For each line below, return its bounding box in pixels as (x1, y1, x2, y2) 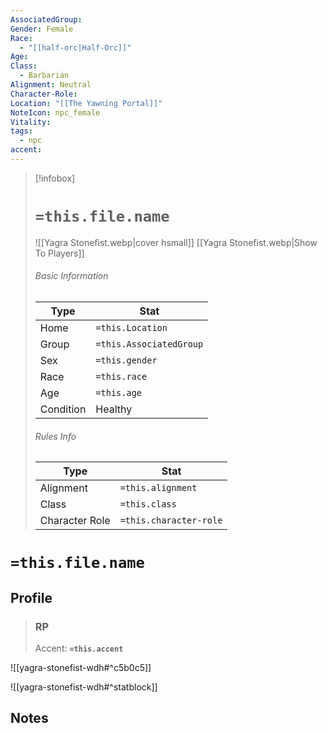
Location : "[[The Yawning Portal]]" (10, 98, 163, 108)
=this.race (95, 371, 148, 383)
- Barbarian (19, 71, 70, 81)
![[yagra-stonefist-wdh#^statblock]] (10, 681, 158, 693)
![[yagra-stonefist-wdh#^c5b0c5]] (10, 662, 152, 674)
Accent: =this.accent (34, 642, 124, 655)
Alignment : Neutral (10, 80, 92, 90)
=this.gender (95, 355, 158, 366)
